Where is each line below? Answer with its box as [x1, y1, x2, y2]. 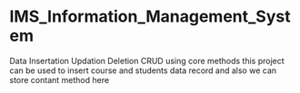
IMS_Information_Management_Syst [9, 6, 291, 27]
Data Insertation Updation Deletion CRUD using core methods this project [9, 55, 285, 66]
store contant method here [9, 74, 110, 85]
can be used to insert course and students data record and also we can [9, 65, 277, 76]
